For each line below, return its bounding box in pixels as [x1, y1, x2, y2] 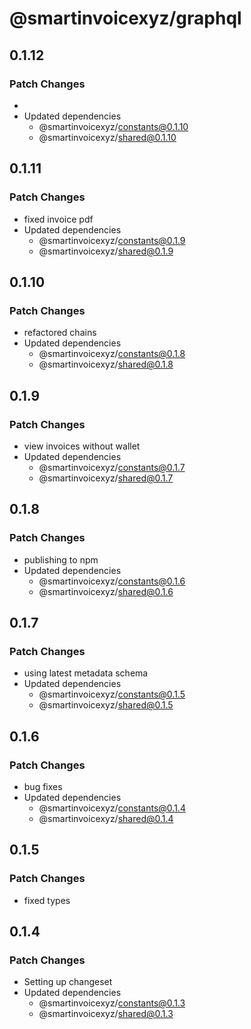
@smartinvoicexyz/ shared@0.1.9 [38, 245, 174, 257]
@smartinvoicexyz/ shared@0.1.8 [38, 358, 174, 371]
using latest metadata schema [23, 667, 149, 679]
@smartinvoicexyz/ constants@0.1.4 [38, 802, 186, 814]
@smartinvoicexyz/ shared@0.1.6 [38, 585, 174, 597]
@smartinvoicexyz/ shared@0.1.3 [38, 1008, 174, 1020]
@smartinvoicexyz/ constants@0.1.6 [38, 575, 186, 587]
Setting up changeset [23, 976, 113, 988]
